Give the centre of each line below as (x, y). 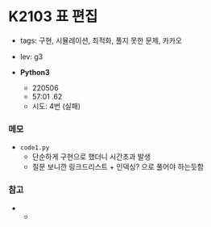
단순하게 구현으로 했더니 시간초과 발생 (91, 157)
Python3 (35, 72)
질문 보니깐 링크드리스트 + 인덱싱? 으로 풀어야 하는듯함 (118, 167)
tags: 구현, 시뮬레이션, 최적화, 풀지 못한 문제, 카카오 (101, 40)
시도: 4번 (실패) (56, 106)
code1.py (35, 148)
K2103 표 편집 (53, 17)
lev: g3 (31, 57)
